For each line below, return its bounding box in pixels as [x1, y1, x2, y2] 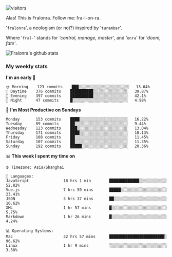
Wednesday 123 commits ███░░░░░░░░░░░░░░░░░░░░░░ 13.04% [6, 126, 148, 131]
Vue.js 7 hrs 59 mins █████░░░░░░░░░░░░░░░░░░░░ [6, 187, 167, 192]
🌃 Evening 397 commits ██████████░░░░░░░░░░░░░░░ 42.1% [6, 93, 146, 98]
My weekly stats [6, 63, 48, 70]
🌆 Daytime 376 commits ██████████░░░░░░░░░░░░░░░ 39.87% [6, 89, 148, 94]
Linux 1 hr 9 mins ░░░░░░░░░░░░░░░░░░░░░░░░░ [6, 243, 167, 248]
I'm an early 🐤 [6, 74, 36, 81]
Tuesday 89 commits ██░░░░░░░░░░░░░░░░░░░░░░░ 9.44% [6, 121, 146, 127]
